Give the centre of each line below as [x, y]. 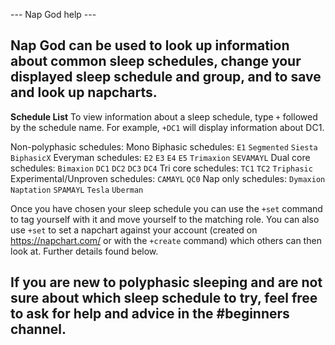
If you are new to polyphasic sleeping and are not [166, 282]
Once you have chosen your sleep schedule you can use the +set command [166, 208]
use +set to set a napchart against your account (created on [134, 230]
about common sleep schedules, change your [156, 61]
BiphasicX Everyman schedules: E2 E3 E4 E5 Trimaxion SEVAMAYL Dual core [160, 157]
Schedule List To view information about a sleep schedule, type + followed [164, 116]
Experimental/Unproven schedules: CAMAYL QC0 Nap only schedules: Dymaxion [168, 178]
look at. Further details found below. [84, 251]
